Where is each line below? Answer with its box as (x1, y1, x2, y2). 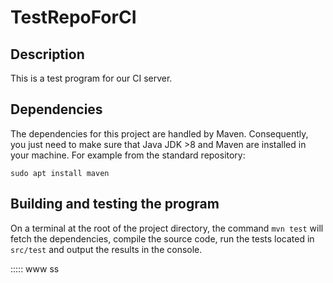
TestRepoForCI (10, 6, 137, 29)
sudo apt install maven (10, 168, 110, 178)
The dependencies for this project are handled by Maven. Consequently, (10, 127, 309, 140)
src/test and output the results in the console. (10, 243, 203, 255)
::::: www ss (10, 262, 60, 275)
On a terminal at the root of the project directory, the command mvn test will (10, 222, 324, 234)
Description (10, 46, 85, 63)
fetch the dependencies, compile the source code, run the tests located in (10, 232, 315, 245)
